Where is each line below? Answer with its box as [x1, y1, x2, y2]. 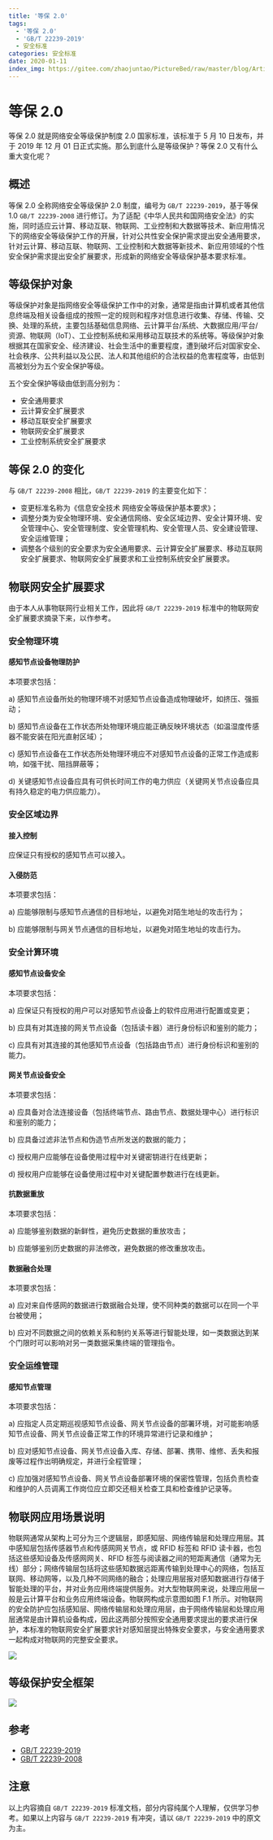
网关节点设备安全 [8, 1070, 66, 1080]
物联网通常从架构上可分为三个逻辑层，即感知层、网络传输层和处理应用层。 [8, 1533, 258, 1543]
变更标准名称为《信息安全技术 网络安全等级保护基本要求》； [19, 503, 219, 513]
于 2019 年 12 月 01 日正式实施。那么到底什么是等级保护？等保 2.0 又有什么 [8, 141, 258, 150]
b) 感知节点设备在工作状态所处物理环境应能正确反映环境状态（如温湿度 [8, 721, 245, 732]
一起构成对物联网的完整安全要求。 [8, 1635, 123, 1645]
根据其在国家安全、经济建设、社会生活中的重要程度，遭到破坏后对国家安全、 [8, 341, 265, 350]
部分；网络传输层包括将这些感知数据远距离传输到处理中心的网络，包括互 [22, 1564, 265, 1573]
